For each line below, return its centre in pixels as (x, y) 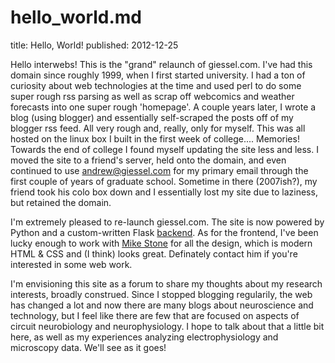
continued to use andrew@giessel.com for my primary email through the (159, 170)
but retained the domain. (61, 202)
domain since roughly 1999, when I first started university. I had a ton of (158, 75)
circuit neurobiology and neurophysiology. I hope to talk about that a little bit (167, 326)
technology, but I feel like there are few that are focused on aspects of (155, 315)
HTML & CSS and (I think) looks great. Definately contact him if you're (154, 253)
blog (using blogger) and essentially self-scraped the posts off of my (152, 117)
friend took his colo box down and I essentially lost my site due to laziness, (164, 192)
